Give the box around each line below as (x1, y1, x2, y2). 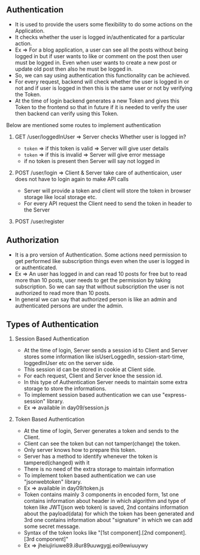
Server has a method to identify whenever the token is (23, 453, 158, 460)
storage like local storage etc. (23, 193, 97, 200)
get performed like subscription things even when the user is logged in (14, 257, 190, 264)
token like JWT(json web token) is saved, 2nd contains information (23, 503, 189, 511)
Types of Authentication (6, 319, 99, 330)
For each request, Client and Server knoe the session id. (23, 372, 163, 379)
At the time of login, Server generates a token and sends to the (23, 427, 179, 435)
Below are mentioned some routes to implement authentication (6, 121, 161, 128)
